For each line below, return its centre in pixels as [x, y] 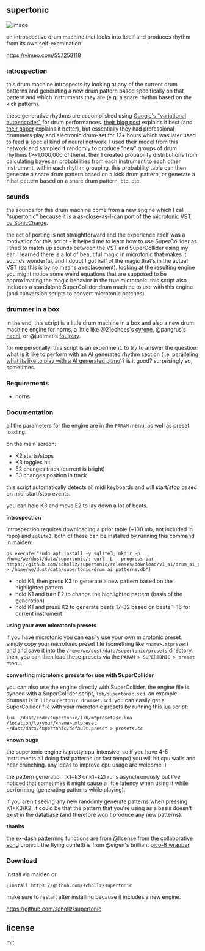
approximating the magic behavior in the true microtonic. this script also [97, 281]
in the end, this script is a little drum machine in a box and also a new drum [100, 323]
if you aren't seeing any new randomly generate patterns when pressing [97, 801]
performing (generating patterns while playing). [66, 790]
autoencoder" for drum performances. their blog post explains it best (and [99, 123]
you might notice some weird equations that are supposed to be [87, 274]
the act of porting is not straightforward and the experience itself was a [96, 235]
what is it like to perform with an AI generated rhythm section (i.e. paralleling [103, 354]
